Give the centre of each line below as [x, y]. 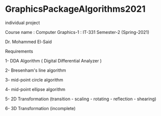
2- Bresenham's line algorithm [36, 70]
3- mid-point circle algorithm [34, 80]
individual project [23, 23]
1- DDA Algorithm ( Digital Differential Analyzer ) [54, 60]
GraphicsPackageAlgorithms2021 [75, 9]
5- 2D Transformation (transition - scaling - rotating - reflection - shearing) [81, 99]
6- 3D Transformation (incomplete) [40, 108]
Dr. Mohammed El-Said [28, 42]
